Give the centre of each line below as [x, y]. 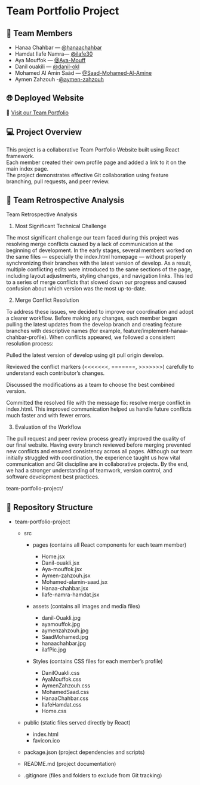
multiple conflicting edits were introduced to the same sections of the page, [99, 269]
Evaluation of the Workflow [48, 427]
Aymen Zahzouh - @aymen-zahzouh [59, 79]
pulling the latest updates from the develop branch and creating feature [94, 325]
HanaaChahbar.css [65, 698]
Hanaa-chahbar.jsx [65, 589]
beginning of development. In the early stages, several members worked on [99, 250]
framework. [20, 156]
